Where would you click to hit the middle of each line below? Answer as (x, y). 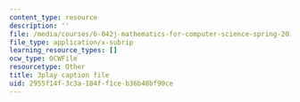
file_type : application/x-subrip (71, 42)
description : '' (39, 26)
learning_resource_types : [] (63, 51)
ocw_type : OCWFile (43, 59)
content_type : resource (54, 17)
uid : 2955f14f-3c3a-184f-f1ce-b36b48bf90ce (92, 83)
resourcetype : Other (48, 67)
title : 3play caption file (59, 75)
